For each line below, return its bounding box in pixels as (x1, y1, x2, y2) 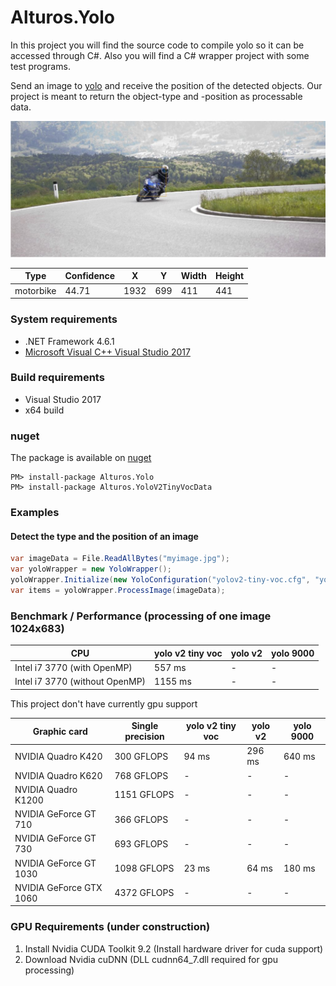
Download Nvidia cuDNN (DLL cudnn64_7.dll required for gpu (24, 953, 279, 965)
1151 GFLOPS (114, 789, 175, 801)
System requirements (10, 312, 118, 326)
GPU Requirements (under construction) (10, 920, 211, 934)
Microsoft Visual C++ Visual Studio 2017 (24, 346, 191, 358)
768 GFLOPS (114, 769, 169, 781)
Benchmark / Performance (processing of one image (10, 609, 272, 623)
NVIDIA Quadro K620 (14, 769, 103, 781)
